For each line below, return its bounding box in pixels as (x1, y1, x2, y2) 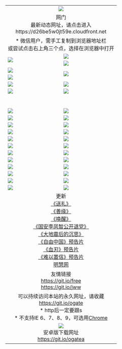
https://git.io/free (40, 277, 82, 284)
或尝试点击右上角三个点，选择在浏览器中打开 (8, 45, 115, 52)
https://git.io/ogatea (37, 335, 85, 342)
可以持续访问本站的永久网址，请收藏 (18, 293, 105, 300)
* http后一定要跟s (39, 306, 83, 313)
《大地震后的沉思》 (38, 230, 85, 237)
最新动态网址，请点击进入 (30, 21, 92, 28)
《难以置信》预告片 (38, 253, 85, 260)
